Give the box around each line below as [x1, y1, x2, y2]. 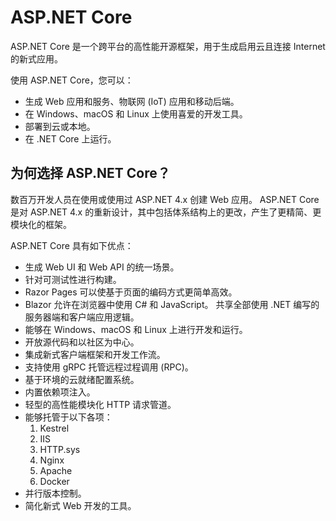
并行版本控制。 [24, 487, 87, 499]
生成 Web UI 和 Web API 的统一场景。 [24, 261, 180, 273]
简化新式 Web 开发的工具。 [24, 499, 137, 511]
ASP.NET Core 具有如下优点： [10, 239, 134, 251]
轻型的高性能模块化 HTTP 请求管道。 [24, 398, 177, 410]
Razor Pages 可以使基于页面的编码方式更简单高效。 [24, 286, 238, 298]
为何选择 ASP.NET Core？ [10, 165, 171, 182]
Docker [39, 475, 70, 487]
